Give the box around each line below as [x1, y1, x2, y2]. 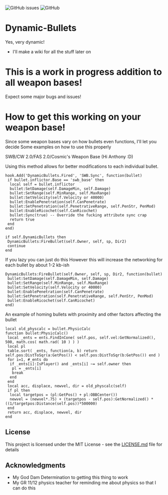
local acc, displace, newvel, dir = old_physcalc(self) [7, 383, 127, 388]
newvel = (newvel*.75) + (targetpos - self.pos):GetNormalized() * [10, 397, 154, 402]
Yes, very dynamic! [5, 39, 45, 45]
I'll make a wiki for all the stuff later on [12, 48, 91, 55]
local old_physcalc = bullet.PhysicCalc [5, 326, 91, 331]
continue [7, 243, 26, 248]
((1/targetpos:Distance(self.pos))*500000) [5, 401, 98, 406]
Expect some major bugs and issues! [5, 93, 82, 100]
